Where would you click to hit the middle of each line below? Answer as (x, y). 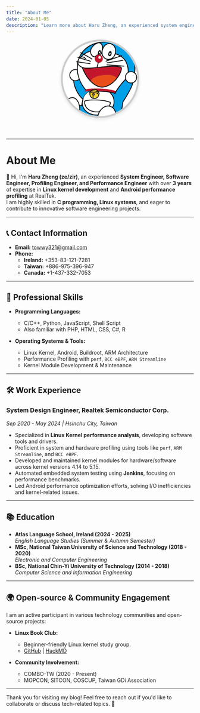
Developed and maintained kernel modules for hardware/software (96, 460)
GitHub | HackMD (45, 651)
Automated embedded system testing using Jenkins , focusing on (95, 473)
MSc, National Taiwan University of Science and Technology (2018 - (101, 547)
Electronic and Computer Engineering (61, 560)
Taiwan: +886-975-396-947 (59, 266)
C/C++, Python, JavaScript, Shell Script (72, 323)
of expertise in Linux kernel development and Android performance (91, 190)
